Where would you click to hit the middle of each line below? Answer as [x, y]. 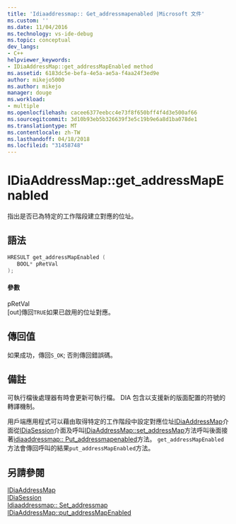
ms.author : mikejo [34, 86]
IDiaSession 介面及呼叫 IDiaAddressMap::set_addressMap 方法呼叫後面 [121, 431]
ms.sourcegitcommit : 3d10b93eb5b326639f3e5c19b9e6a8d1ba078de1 [102, 119]
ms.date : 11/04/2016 [38, 27]
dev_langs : [23, 47]
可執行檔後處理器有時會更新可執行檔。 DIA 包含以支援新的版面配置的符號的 [117, 398]
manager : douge [30, 93]
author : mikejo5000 [36, 80]
